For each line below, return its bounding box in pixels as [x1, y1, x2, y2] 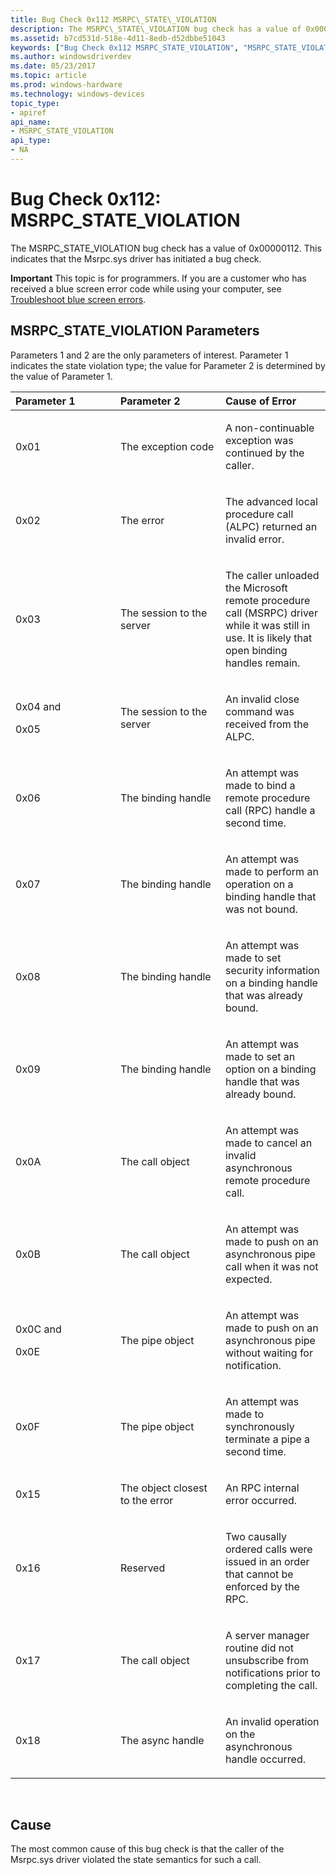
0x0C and [15, 1322, 62, 1336]
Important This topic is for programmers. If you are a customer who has [10, 272, 307, 284]
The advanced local [225, 494, 318, 508]
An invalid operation [225, 1714, 320, 1728]
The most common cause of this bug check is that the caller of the [10, 1843, 285, 1855]
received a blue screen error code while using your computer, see [10, 282, 282, 295]
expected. [225, 1272, 273, 1286]
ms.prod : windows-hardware [10, 80, 123, 90]
